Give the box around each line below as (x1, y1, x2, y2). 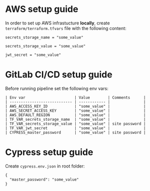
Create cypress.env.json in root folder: (5, 163, 85, 169)
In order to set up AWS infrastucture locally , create (5, 20, 110, 26)
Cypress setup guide (5, 147, 94, 158)
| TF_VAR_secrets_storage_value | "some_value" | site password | (5, 121, 146, 126)
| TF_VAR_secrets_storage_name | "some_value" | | (5, 117, 146, 122)
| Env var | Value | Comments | (5, 95, 146, 100)
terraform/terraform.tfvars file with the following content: (5, 25, 127, 31)
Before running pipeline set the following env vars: (5, 85, 109, 91)
